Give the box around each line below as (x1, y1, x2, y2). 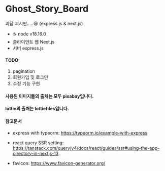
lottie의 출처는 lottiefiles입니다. (5, 106, 70, 112)
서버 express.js (12, 45, 44, 51)
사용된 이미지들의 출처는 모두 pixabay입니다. (5, 93, 94, 99)
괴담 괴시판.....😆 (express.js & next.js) (5, 20, 83, 26)
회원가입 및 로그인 (12, 74, 48, 80)
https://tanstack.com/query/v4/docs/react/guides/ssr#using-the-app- (12, 145, 160, 151)
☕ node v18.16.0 (12, 31, 47, 37)
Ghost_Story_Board (5, 3, 89, 15)
